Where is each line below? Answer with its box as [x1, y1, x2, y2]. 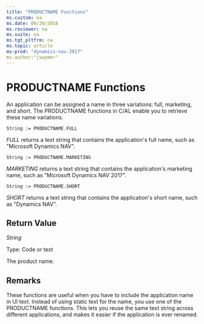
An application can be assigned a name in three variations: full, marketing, [6, 100, 192, 108]
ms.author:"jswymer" [6, 54, 59, 60]
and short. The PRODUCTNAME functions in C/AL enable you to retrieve [6, 107, 188, 114]
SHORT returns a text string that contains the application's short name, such [6, 194, 198, 201]
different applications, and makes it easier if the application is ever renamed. [6, 311, 198, 319]
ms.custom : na [6, 15, 43, 21]
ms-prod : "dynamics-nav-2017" [6, 49, 83, 55]
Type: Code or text [6, 246, 54, 253]
